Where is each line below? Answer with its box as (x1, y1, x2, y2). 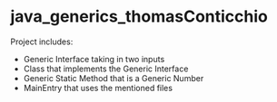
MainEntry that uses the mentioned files (23, 82, 173, 93)
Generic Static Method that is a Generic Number (23, 72, 204, 83)
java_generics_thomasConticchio (10, 6, 269, 27)
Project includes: (10, 36, 74, 47)
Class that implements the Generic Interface (23, 63, 189, 74)
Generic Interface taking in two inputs (23, 53, 165, 64)
